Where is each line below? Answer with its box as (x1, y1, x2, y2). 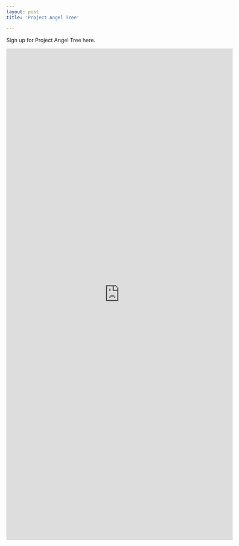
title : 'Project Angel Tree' (6, 14, 80, 21)
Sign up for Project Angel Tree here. (6, 36, 95, 43)
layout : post (6, 8, 39, 15)
